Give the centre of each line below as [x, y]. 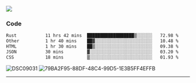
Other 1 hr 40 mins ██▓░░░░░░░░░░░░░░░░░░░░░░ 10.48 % [92, 41]
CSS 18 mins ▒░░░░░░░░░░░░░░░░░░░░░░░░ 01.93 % [92, 57]
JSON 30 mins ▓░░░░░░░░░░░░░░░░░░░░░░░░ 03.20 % [92, 52]
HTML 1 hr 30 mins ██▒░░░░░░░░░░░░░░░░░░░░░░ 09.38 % [92, 46]
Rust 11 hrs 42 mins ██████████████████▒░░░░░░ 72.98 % [92, 36]
